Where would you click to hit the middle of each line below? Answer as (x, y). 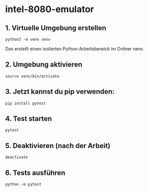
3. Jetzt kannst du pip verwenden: (60, 92)
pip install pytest (26, 103)
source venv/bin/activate (32, 76)
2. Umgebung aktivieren (44, 65)
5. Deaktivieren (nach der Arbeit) (58, 145)
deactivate (17, 157)
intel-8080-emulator (50, 9)
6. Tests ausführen (35, 173)
